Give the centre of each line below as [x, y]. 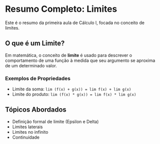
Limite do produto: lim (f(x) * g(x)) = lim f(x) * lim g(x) [74, 94]
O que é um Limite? [35, 43]
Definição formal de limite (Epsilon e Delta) [55, 121]
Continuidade [26, 137]
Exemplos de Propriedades [38, 78]
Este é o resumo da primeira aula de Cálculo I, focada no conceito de [75, 23]
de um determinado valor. [31, 65]
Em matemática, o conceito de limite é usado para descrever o [69, 55]
